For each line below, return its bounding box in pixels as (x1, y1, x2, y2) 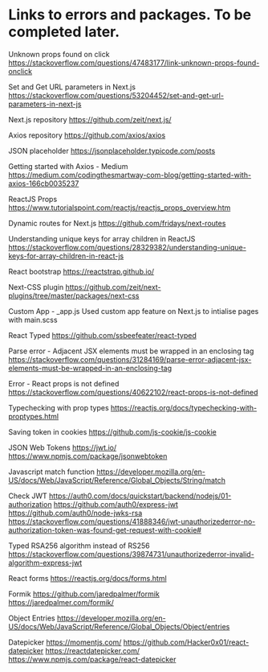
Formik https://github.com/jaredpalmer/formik (8, 589, 160, 599)
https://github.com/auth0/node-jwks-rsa (8, 508, 143, 517)
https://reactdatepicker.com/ (45, 645, 140, 655)
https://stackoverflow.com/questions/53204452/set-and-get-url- (8, 90, 225, 100)
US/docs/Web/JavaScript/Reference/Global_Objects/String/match (8, 475, 226, 484)
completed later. (8, 23, 120, 41)
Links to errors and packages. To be (8, 6, 252, 24)
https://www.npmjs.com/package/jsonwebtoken (8, 451, 168, 460)
